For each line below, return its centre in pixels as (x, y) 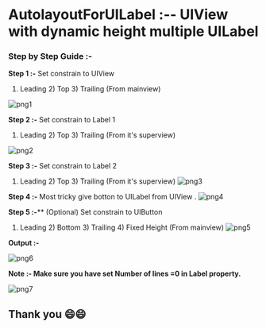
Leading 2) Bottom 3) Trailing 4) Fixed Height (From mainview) (122, 227)
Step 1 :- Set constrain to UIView (62, 74)
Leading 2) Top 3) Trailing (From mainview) (90, 89)
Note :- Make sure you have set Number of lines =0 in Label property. (125, 274)
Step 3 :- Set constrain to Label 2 (63, 166)
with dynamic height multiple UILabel (133, 31)
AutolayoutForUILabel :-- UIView (118, 15)
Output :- (24, 243)
